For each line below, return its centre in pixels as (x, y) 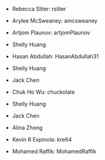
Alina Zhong (27, 128)
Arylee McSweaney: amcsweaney (55, 21)
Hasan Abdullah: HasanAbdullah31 (55, 56)
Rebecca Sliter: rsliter (39, 9)
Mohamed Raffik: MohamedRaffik (54, 151)
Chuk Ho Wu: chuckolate (43, 92)
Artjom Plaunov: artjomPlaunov (51, 32)
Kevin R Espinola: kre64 (42, 139)
